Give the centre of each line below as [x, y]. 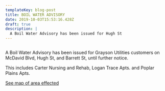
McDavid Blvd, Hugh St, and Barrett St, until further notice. [67, 58]
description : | [21, 29]
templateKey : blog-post [31, 10]
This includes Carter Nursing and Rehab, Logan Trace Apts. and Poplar [80, 68]
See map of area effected [32, 83]
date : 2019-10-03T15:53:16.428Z [40, 19]
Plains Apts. [18, 73]
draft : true [18, 24]
